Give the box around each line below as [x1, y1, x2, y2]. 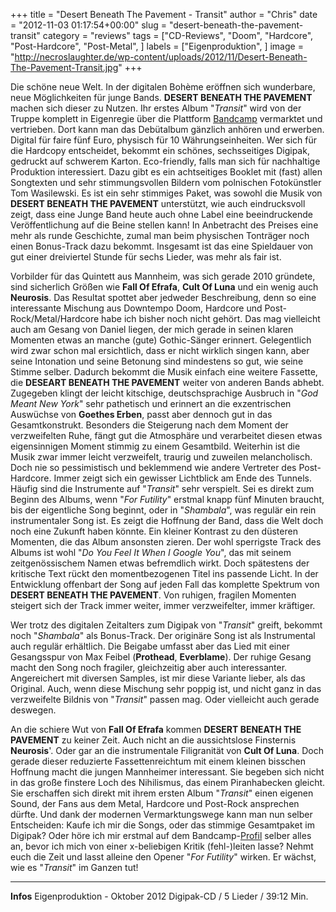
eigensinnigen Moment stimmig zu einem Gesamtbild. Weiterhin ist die [10, 440, 301, 452]
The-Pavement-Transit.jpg [10, 62, 119, 73]
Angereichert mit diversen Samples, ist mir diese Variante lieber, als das [10, 672, 306, 684]
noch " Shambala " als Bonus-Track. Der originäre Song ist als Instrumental [10, 630, 316, 641]
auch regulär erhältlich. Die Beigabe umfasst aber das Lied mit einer [10, 640, 290, 652]
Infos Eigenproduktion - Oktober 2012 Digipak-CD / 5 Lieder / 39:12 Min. [10, 890, 309, 902]
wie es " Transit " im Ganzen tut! [10, 862, 139, 873]
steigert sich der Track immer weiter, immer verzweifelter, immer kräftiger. [10, 600, 316, 611]
